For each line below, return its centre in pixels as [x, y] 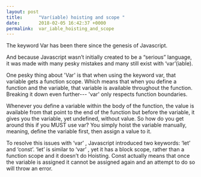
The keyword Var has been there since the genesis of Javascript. [87, 46]
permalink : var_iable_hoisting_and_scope [60, 28]
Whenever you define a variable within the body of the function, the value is [100, 106]
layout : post [23, 12]
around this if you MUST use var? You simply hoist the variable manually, [97, 125]
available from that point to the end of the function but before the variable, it [100, 112]
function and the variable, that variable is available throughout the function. [99, 88]
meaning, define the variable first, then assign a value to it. [79, 131]
